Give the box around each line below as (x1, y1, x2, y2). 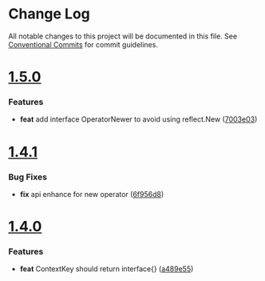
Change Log (8, 5, 90, 23)
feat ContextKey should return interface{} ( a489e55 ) (19, 264, 194, 274)
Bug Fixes (8, 171, 48, 183)
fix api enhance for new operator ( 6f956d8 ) (19, 189, 164, 199)
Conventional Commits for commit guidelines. (8, 39, 158, 49)
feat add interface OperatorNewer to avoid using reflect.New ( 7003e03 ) (19, 114, 258, 124)
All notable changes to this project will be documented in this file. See (8, 31, 238, 41)
